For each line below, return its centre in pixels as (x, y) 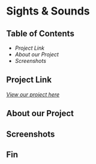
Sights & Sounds (48, 11)
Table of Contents (40, 34)
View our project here (33, 94)
